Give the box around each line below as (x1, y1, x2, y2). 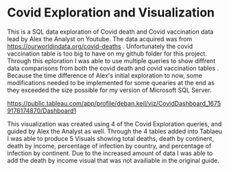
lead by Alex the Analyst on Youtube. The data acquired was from (7, 34, 193, 43)
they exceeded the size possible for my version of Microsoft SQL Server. (7, 86, 212, 94)
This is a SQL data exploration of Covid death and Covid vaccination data (7, 27, 214, 36)
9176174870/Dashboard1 (7, 106, 77, 115)
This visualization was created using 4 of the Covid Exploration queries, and (7, 119, 222, 128)
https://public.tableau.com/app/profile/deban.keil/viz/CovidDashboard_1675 (7, 99, 221, 107)
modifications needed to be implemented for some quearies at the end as (7, 78, 215, 87)
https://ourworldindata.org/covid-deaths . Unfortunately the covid (7, 42, 193, 50)
